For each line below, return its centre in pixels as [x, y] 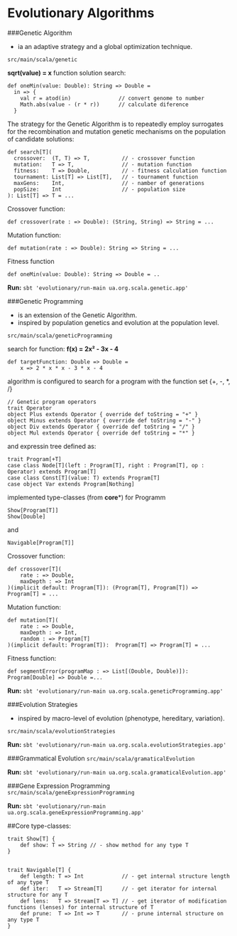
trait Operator [30, 408]
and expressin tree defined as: [52, 446]
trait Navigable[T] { [39, 870]
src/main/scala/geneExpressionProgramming [71, 792]
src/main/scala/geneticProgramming [60, 336]
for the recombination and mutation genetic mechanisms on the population [116, 131]
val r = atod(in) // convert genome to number [112, 98]
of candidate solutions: [41, 139]
